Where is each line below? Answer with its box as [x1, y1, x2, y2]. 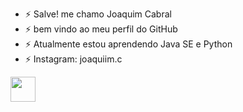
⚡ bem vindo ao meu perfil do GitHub [24, 23, 178, 35]
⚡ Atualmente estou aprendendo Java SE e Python [24, 38, 233, 50]
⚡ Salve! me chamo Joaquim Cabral [24, 8, 172, 20]
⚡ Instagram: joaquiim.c [24, 53, 123, 65]
